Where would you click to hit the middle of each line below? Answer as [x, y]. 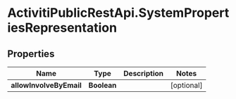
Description [143, 73]
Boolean [103, 85]
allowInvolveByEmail [46, 85]
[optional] [186, 85]
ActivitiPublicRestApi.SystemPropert [118, 13]
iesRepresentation [62, 28]
